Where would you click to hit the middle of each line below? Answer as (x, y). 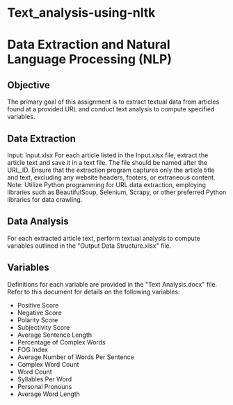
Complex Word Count (48, 364)
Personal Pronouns (45, 386)
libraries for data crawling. (45, 199)
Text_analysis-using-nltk (81, 13)
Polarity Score (38, 320)
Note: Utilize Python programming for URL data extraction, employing (107, 185)
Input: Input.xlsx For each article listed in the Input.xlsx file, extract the (108, 155)
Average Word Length (48, 394)
